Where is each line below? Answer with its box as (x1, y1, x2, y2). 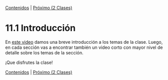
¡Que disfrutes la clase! (5, 59, 53, 65)
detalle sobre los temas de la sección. (5, 49, 84, 55)
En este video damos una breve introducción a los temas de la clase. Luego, (5, 39, 163, 45)
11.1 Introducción (5, 23, 76, 34)
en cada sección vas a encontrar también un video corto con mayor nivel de (5, 44, 163, 50)
